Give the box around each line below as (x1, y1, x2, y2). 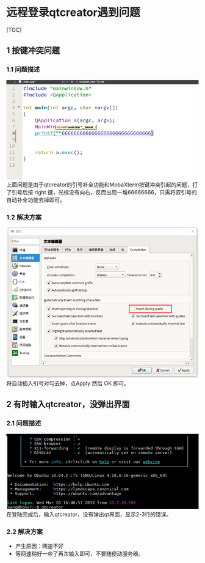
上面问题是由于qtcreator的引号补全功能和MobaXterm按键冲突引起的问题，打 (6, 181, 198, 188)
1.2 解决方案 (6, 213, 42, 221)
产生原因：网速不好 (15, 542, 64, 550)
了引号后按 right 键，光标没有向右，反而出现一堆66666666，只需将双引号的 (6, 189, 197, 196)
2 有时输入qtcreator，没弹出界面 (6, 399, 130, 410)
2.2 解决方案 (6, 527, 43, 535)
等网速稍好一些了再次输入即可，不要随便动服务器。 (15, 550, 144, 557)
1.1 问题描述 (6, 65, 40, 74)
